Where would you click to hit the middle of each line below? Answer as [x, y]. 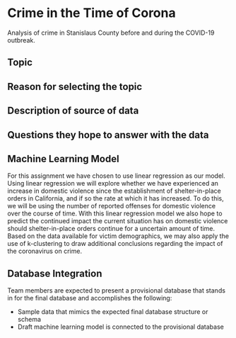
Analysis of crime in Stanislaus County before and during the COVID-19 [111, 33]
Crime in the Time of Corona [92, 13]
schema [29, 320]
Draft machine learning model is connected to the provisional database [120, 327]
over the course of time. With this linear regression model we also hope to [115, 213]
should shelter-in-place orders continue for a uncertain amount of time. [111, 229]
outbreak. [21, 40]
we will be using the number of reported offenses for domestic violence [112, 206]
